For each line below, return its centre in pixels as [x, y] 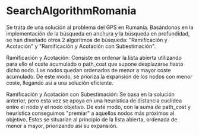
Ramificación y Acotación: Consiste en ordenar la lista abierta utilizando [94, 57]
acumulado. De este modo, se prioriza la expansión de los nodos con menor [99, 76]
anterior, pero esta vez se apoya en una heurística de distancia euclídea [94, 100]
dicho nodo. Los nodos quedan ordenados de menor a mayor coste [89, 70]
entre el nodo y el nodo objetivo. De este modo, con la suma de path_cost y [99, 107]
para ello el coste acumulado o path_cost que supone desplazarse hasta [95, 64]
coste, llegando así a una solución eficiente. [60, 83]
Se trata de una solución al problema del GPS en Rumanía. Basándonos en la [100, 27]
